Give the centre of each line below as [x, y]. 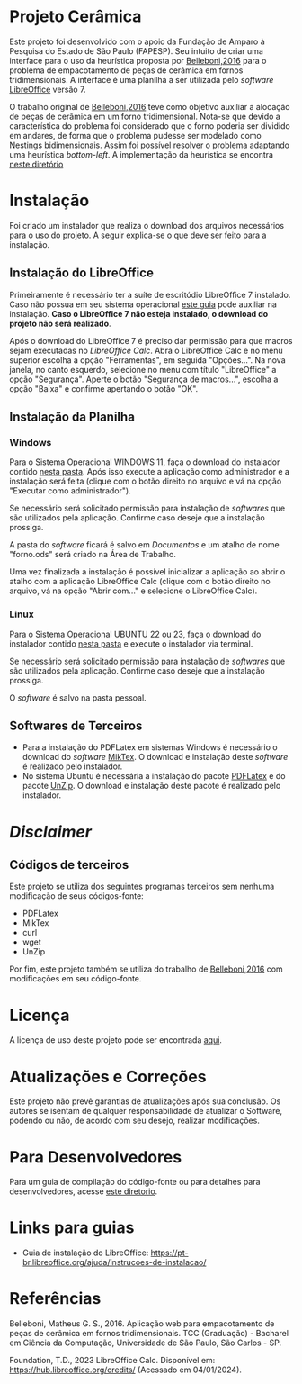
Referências [55, 1299]
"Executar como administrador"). [71, 491]
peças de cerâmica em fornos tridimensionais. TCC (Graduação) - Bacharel [149, 1334]
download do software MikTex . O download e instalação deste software [155, 757]
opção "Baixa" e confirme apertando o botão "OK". [104, 388]
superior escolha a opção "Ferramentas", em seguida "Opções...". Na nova [147, 360]
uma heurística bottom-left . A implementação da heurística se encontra [142, 154]
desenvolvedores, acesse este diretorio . [84, 1191]
